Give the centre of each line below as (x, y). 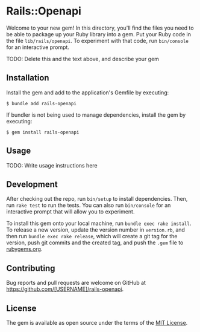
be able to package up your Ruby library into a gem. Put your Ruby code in (99, 34)
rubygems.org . (24, 249)
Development (32, 184)
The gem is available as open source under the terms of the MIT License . (97, 323)
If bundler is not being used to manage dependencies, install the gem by (96, 115)
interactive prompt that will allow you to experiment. (70, 212)
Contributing (31, 268)
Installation (28, 78)
